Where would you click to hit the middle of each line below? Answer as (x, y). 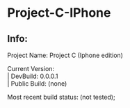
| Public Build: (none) (37, 84)
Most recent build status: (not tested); (62, 97)
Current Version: (31, 69)
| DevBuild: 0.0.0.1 (33, 76)
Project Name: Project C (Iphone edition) (65, 55)
